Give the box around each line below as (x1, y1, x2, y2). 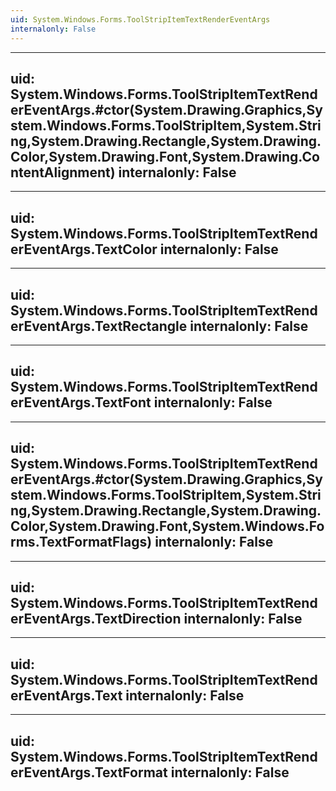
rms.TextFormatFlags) (10, 534, 153, 551)
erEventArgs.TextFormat (10, 764, 168, 781)
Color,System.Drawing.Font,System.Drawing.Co (10, 148, 320, 165)
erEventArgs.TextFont (10, 394, 152, 411)
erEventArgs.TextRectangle (10, 317, 188, 335)
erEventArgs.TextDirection (10, 610, 182, 627)
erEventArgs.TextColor (10, 241, 158, 258)
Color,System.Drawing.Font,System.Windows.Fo (10, 518, 325, 535)
